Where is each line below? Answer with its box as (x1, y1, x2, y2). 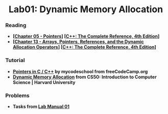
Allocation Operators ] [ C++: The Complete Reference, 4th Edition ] (12, 44, 157, 50)
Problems (5, 92, 30, 99)
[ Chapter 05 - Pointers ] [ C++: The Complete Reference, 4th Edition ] (12, 33, 160, 39)
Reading (5, 22, 27, 29)
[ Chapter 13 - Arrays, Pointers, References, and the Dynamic (12, 39, 144, 45)
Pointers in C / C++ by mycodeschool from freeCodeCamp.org (12, 68, 148, 74)
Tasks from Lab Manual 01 (12, 103, 70, 110)
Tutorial (5, 57, 25, 64)
